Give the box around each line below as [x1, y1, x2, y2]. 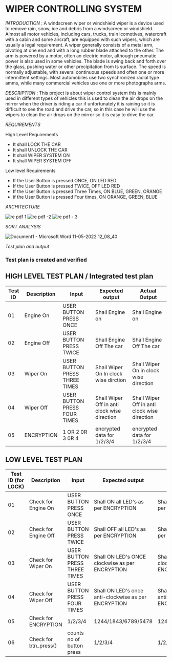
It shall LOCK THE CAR [12, 141, 61, 147]
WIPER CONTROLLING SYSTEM [5, 3, 142, 15]
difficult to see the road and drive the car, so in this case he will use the [5, 106, 156, 112]
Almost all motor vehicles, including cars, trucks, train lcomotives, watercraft [5, 31, 167, 37]
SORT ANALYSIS [5, 223, 41, 229]
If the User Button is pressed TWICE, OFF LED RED [12, 183, 120, 189]
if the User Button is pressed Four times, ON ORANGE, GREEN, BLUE [12, 194, 158, 200]
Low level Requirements [5, 167, 56, 174]
